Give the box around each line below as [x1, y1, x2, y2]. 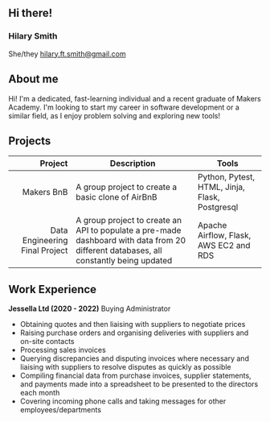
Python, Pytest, [197, 172, 256, 183]
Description [109, 158, 156, 169]
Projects [8, 134, 51, 147]
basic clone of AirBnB [76, 192, 158, 203]
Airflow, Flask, [197, 230, 252, 241]
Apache [197, 220, 227, 231]
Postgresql [197, 201, 239, 213]
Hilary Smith [8, 31, 58, 42]
